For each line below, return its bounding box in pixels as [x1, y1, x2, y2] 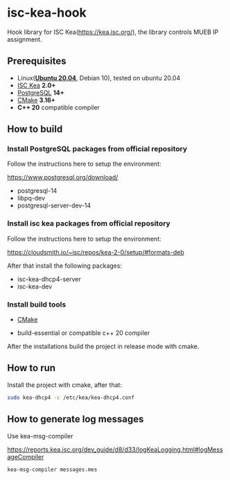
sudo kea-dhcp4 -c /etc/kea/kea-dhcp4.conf [7, 394, 135, 401]
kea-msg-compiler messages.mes [7, 466, 98, 473]
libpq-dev [17, 194, 46, 203]
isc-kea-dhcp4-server [17, 275, 81, 283]
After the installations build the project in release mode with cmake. [7, 342, 200, 351]
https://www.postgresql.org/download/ [7, 173, 118, 182]
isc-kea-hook [7, 5, 87, 21]
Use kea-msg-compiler [7, 431, 73, 440]
